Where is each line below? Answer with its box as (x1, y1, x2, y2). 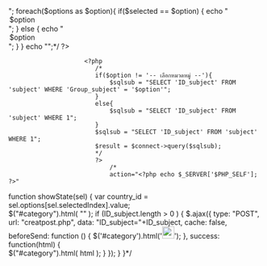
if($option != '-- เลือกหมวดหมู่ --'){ (94, 71, 213, 79)
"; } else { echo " (8, 24, 64, 33)
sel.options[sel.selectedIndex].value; (8, 201, 131, 209)
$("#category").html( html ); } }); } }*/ (8, 248, 132, 258)
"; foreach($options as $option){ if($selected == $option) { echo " (8, 6, 228, 15)
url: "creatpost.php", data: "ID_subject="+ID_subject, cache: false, (8, 217, 227, 227)
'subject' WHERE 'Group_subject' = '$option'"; (8, 86, 172, 94)
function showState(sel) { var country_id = (8, 192, 149, 201)
